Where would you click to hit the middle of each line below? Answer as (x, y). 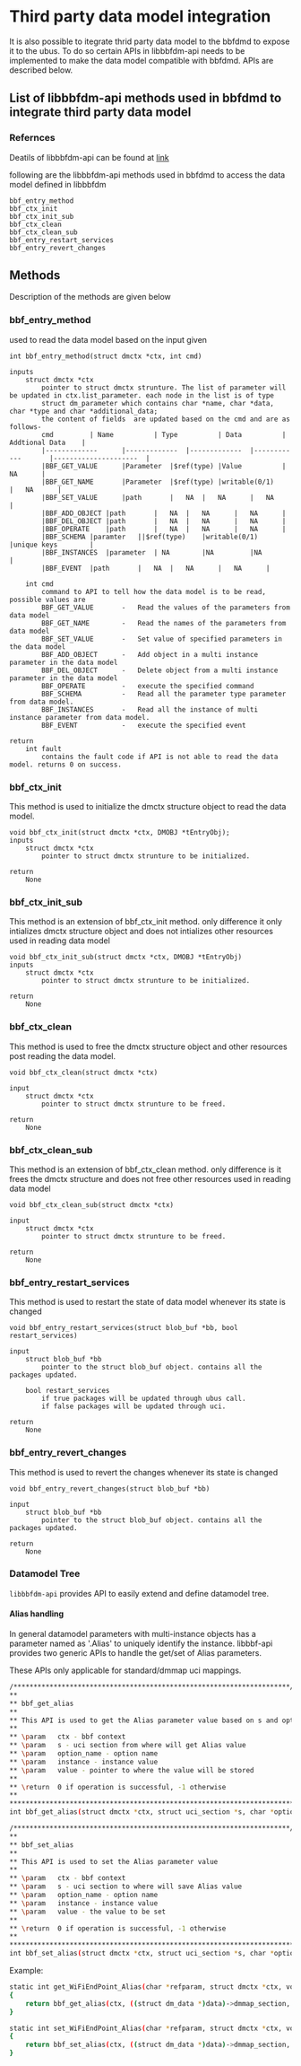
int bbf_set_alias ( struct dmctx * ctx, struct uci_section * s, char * (142, 1954)
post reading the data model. (63, 1055)
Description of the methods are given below (90, 297)
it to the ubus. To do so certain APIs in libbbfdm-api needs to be (127, 50)
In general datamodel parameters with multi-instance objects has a (133, 1634)
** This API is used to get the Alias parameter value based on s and (144, 1720)
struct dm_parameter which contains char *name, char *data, (158, 403)
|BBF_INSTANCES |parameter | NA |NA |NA (152, 552)
